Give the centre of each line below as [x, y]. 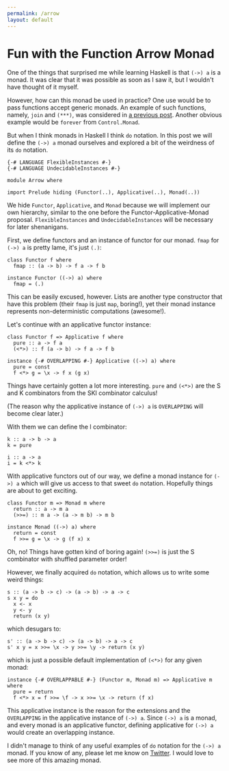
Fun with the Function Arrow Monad [111, 54]
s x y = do [23, 598]
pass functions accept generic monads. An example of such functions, [107, 108]
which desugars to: [34, 629]
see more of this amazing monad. [54, 760]
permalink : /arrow [33, 13]
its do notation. [28, 150]
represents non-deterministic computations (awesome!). [86, 312]
